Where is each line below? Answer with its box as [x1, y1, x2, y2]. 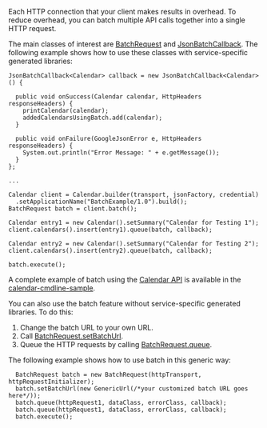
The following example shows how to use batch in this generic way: [8, 355, 232, 365]
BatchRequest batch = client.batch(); [8, 205, 137, 213]
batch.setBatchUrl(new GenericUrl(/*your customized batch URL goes [15, 385, 249, 393]
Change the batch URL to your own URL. [19, 323, 154, 332]
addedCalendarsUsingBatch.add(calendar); [22, 114, 162, 122]
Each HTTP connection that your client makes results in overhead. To [8, 7, 237, 16]
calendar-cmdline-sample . [8, 283, 96, 293]
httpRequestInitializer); [8, 378, 94, 386]
